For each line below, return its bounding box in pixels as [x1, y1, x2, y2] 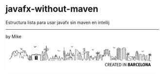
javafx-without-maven [5, 3, 99, 15]
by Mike [5, 33, 21, 39]
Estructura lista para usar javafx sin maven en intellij [5, 19, 110, 25]
